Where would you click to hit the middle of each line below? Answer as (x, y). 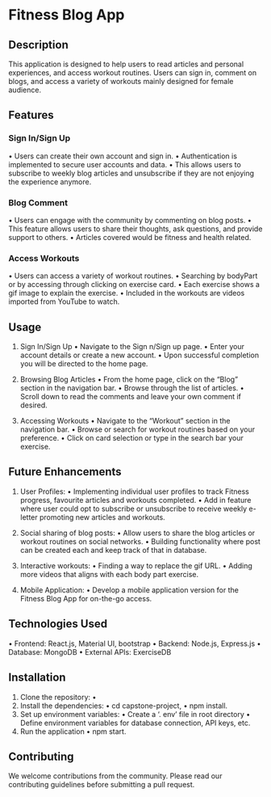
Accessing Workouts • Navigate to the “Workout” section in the (125, 421)
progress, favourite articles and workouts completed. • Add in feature (135, 500)
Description (38, 45)
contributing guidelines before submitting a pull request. (102, 785)
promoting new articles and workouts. (102, 517)
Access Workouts (44, 258)
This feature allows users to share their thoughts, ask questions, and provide (135, 229)
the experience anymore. (50, 181)
